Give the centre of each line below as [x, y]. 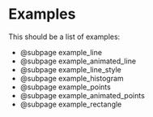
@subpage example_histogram [72, 78]
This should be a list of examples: [64, 37]
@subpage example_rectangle [71, 104]
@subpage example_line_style [70, 69]
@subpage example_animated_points [83, 95]
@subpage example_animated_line [78, 61]
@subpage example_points [65, 87]
